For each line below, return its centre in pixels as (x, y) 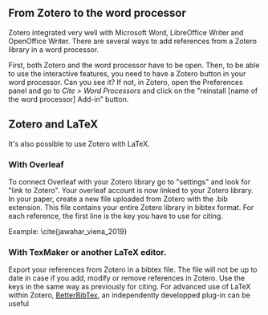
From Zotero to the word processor (97, 13)
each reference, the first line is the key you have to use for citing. (116, 216)
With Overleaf (36, 164)
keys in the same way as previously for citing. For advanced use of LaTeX (130, 287)
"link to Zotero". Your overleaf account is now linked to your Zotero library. (131, 190)
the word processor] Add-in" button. (69, 99)
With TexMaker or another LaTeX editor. (87, 252)
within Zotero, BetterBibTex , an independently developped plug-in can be (129, 295)
